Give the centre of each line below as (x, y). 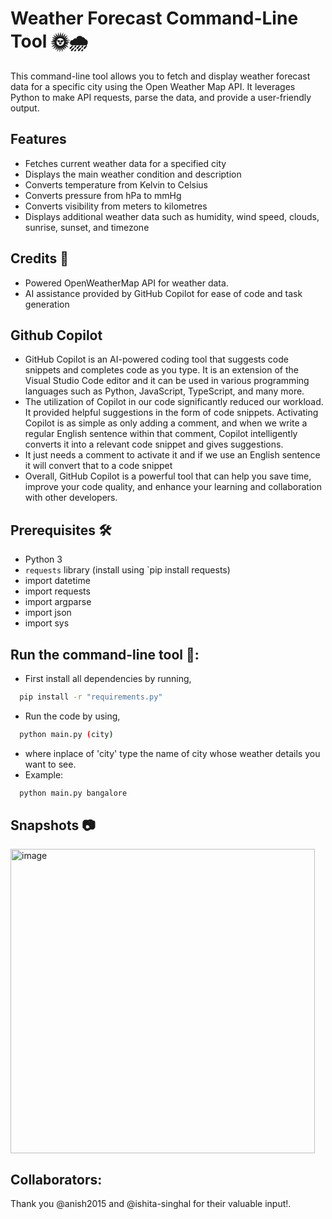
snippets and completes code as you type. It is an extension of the (161, 370)
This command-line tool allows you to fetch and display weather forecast (160, 76)
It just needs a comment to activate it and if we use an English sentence (172, 455)
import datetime (57, 581)
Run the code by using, (72, 716)
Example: (44, 774)
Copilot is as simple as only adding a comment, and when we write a (166, 423)
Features (38, 139)
